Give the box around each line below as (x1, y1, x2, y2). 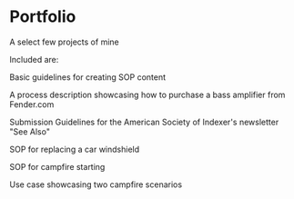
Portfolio (9, 6, 76, 27)
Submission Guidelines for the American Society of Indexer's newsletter (9, 116, 279, 127)
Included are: (9, 54, 59, 65)
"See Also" (9, 125, 50, 137)
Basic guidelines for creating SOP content (9, 71, 167, 83)
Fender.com (9, 98, 55, 110)
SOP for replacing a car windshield (9, 144, 140, 154)
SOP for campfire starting (9, 161, 106, 172)
